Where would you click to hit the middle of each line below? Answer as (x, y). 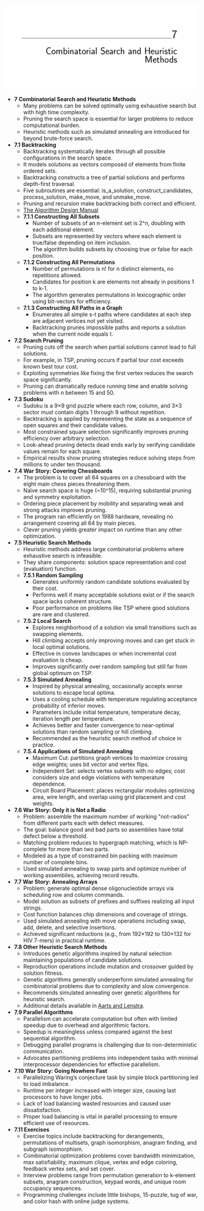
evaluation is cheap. (58, 660)
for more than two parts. (79, 849)
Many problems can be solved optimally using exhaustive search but (110, 106)
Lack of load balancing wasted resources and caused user (97, 1103)
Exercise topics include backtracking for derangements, (94, 1136)
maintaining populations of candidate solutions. (83, 960)
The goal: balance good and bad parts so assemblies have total (103, 830)
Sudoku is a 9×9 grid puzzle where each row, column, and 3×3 (103, 406)
